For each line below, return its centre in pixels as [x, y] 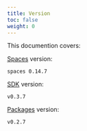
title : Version [29, 13]
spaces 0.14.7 [27, 72]
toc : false [23, 20]
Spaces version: [30, 59]
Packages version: [33, 110]
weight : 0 [21, 26]
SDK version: [25, 84]
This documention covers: [44, 46]
